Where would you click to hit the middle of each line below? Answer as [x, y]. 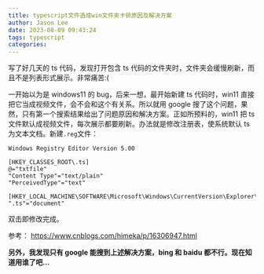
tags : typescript [37, 37]
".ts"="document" [37, 204]
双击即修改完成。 [36, 219]
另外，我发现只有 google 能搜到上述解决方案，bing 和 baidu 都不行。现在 [127, 253]
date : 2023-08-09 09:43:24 [52, 30]
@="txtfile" [27, 170]
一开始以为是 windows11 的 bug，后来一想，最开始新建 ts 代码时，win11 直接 [131, 94]
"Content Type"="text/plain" [56, 176]
